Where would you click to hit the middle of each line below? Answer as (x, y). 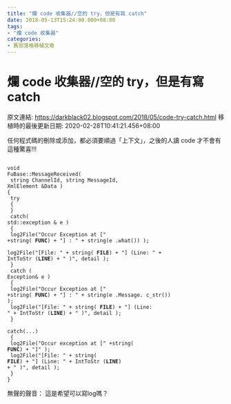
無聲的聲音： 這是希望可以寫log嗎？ (58, 393)
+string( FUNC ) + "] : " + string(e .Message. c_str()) (89, 295)
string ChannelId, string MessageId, (64, 180)
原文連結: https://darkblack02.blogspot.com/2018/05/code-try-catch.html (112, 117)
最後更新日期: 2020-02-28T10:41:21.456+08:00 (93, 126)
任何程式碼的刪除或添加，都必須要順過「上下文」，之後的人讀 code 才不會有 (114, 140)
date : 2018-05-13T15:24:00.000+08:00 (61, 20)
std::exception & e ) (38, 222)
